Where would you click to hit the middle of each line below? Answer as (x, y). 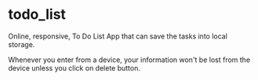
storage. (22, 44)
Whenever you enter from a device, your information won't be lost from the (129, 60)
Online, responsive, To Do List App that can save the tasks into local (118, 36)
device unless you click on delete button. (74, 67)
